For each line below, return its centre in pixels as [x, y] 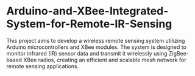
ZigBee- [179, 53]
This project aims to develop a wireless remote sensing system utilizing [96, 40]
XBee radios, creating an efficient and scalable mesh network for [105, 60]
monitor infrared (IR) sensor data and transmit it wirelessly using [87, 53]
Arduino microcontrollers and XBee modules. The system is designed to [97, 47]
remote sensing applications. [43, 66]
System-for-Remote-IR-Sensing [89, 24]
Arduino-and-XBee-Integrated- [87, 11]
